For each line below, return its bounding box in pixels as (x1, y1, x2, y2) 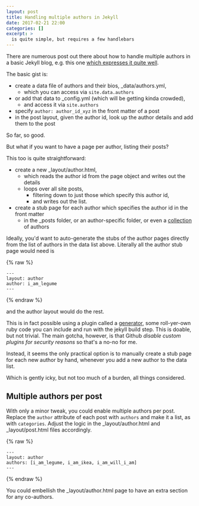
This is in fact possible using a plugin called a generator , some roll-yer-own (6, 320, 191, 326)
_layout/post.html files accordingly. (6, 426, 92, 433)
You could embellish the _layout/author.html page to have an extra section (6, 486, 188, 494)
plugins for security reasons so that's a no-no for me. (6, 339, 138, 345)
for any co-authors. (6, 493, 54, 500)
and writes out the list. (32, 198, 88, 205)
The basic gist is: (6, 71, 48, 77)
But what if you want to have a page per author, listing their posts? (6, 143, 169, 150)
